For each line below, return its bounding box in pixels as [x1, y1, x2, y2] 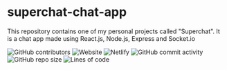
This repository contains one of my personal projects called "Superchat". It [7, 27, 220, 35]
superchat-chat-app [7, 4, 127, 20]
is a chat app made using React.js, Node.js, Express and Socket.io [7, 34, 196, 42]
